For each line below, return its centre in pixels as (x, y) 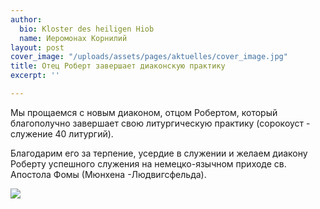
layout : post (37, 47)
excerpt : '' (35, 76)
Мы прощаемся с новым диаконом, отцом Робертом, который (144, 112)
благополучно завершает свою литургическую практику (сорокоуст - (160, 123)
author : (26, 19)
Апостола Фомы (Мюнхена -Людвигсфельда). (108, 174)
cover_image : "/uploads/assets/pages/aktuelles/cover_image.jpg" (149, 57)
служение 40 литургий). (62, 133)
